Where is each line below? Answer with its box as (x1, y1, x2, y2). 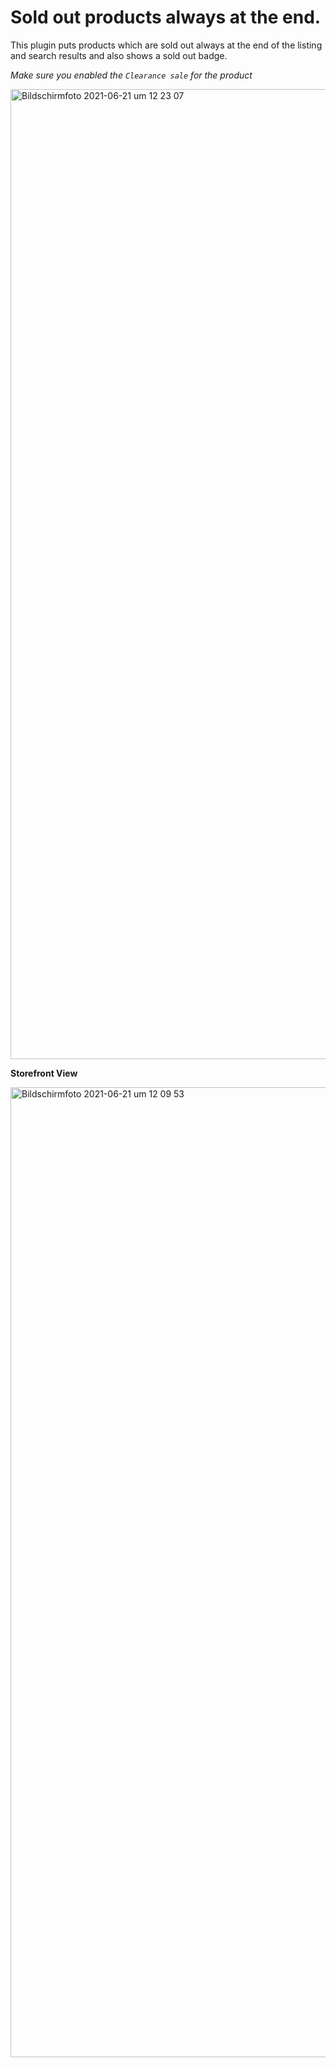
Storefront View (10, 1067, 78, 1079)
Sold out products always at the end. (10, 6, 322, 29)
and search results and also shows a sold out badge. (10, 49, 228, 61)
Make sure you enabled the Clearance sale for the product (10, 69, 253, 81)
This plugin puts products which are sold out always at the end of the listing (10, 39, 323, 51)
